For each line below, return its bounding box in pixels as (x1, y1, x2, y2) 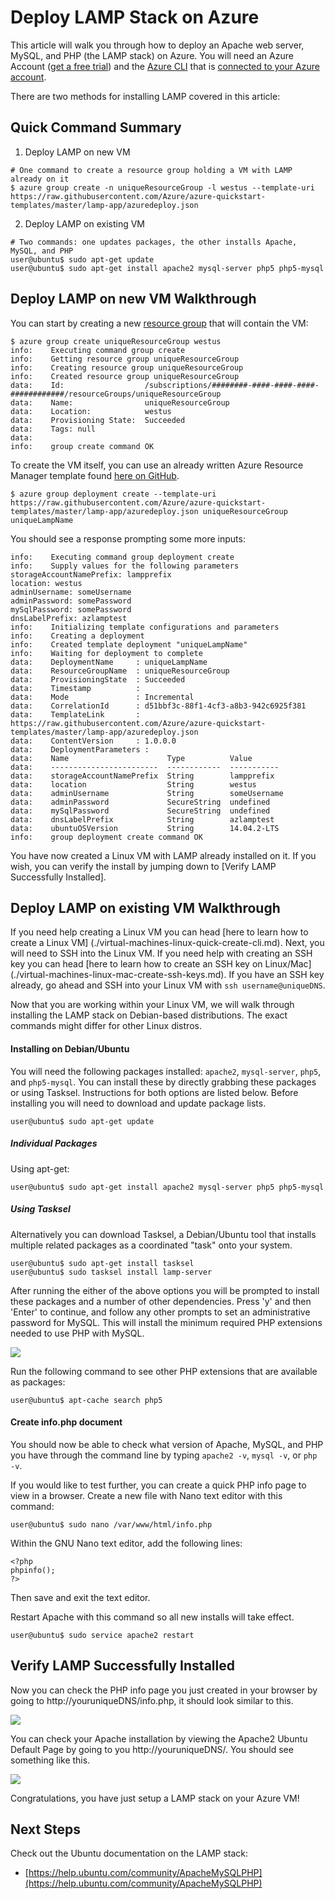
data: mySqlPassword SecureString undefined (10, 806, 271, 816)
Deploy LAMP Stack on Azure (10, 6, 260, 29)
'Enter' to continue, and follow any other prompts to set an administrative (10, 1306, 311, 1318)
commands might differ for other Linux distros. (10, 1020, 202, 1032)
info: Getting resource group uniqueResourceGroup (10, 354, 240, 364)
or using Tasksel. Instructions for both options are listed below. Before (10, 1086, 299, 1098)
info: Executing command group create (10, 345, 186, 355)
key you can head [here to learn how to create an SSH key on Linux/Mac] (10, 958, 312, 970)
